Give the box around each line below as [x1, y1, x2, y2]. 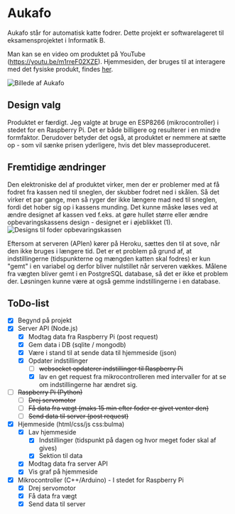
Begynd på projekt [17, 316, 72, 324]
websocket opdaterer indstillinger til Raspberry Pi [38, 364, 183, 373]
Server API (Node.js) [17, 324, 78, 333]
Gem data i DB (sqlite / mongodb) [28, 340, 126, 349]
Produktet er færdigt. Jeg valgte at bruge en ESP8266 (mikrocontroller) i [7, 118, 219, 126]
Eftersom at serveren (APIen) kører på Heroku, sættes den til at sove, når [7, 239, 221, 248]
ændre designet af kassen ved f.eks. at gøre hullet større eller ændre [7, 210, 209, 219]
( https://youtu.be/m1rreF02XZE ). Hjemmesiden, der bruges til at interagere [7, 57, 226, 65]
